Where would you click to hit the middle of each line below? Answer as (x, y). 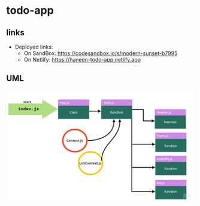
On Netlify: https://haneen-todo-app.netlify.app (82, 60)
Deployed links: (34, 47)
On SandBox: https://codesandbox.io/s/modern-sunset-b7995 (101, 53)
